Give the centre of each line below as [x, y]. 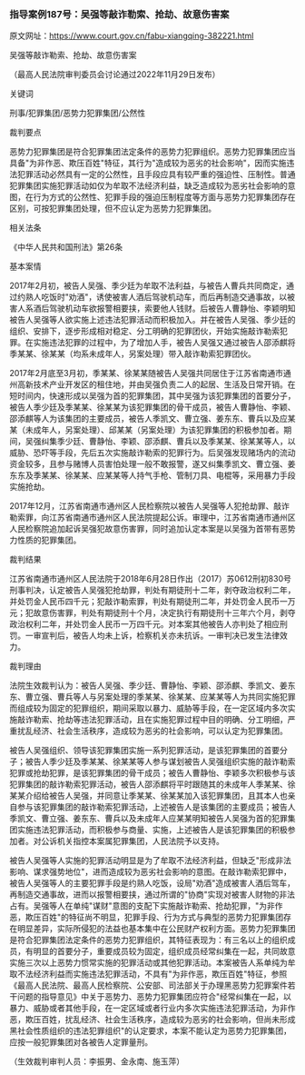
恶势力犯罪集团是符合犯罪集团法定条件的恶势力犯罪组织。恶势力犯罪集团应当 [152, 152]
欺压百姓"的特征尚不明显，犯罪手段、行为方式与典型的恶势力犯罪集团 [154, 917]
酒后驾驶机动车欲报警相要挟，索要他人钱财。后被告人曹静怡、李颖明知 [164, 309]
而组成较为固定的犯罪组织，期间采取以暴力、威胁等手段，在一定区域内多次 [148, 708]
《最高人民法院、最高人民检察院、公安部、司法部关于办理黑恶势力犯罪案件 [148, 985]
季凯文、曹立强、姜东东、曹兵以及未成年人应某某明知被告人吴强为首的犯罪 [148, 819]
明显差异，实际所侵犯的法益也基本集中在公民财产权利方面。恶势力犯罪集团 [156, 929]
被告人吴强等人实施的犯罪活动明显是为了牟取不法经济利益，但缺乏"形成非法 [151, 861]
